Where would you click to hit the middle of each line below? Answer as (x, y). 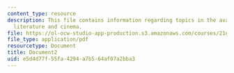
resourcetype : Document (42, 46)
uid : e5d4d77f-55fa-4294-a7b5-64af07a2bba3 (71, 59)
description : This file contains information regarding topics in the (112, 20)
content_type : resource (42, 14)
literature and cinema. (48, 26)
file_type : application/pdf (48, 40)
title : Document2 (32, 53)
